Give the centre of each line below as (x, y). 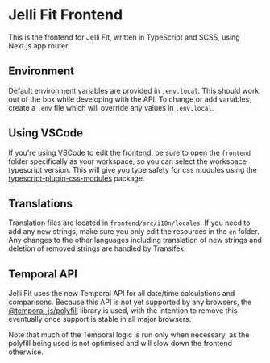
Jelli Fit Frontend (66, 15)
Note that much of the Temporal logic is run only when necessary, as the (129, 335)
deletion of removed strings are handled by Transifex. (98, 248)
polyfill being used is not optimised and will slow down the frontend (120, 344)
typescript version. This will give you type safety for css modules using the (133, 169)
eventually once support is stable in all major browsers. (100, 319)
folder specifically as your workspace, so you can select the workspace (128, 161)
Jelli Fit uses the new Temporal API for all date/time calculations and (122, 294)
